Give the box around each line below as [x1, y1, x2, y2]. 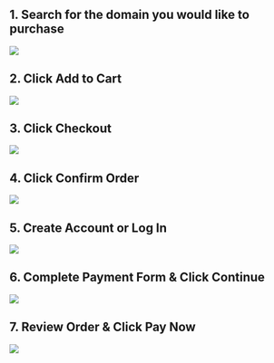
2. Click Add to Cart [9, 72, 122, 87]
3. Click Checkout [9, 121, 112, 137]
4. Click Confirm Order [9, 170, 140, 186]
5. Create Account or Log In [9, 220, 168, 235]
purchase [9, 22, 65, 37]
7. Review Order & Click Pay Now [9, 320, 197, 335]
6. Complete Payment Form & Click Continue [9, 270, 266, 285]
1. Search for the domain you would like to [9, 7, 250, 23]
